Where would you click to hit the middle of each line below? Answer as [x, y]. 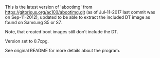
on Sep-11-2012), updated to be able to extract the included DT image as [78, 17]
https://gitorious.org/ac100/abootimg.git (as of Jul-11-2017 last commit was [80, 12]
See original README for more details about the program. [63, 51]
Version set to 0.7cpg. [27, 41]
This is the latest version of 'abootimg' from [49, 7]
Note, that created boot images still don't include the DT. [62, 32]
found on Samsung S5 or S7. [34, 22]
